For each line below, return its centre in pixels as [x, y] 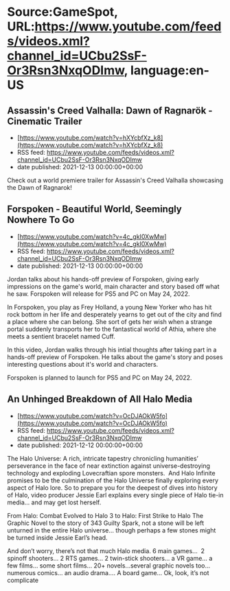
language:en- [170, 71]
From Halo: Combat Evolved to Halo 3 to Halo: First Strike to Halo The [105, 515]
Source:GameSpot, [62, 12]
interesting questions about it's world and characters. [83, 364]
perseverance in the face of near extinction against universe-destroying [109, 466]
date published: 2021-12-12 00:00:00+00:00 [80, 445]
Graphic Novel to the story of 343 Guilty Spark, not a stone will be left [106, 523]
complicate [23, 580]
